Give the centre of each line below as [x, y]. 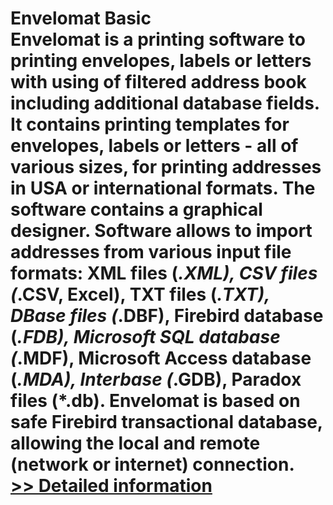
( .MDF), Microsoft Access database [161, 358]
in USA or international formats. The [163, 188]
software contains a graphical [136, 209]
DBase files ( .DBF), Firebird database [167, 316]
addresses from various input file [151, 252]
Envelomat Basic [81, 18]
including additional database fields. [165, 103]
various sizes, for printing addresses [166, 167]
